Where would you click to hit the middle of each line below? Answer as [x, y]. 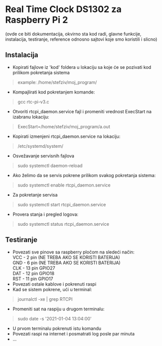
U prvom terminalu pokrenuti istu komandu [57, 328]
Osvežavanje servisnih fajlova [43, 156]
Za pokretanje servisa [35, 195]
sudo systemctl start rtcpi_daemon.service [62, 204]
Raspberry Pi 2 [37, 20]
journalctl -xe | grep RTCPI [45, 299]
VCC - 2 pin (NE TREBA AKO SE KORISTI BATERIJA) [66, 257]
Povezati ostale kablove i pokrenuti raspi [54, 284]
